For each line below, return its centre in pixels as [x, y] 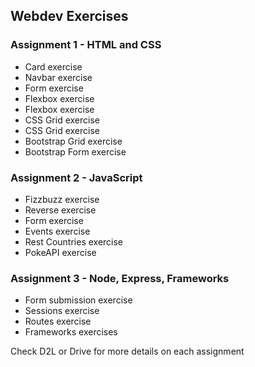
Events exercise [57, 231]
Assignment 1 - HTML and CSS [86, 45]
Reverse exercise [60, 210]
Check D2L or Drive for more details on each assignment [127, 351]
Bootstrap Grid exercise [73, 141]
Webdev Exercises [69, 16]
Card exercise [53, 66]
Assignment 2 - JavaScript [76, 177]
